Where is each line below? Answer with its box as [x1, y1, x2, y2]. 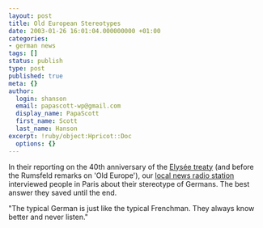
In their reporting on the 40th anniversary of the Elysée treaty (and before [8, 162, 254, 171]
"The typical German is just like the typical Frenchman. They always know [8, 203, 255, 213]
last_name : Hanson [15, 125, 78, 133]
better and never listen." [8, 212, 89, 222]
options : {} [15, 139, 57, 148]
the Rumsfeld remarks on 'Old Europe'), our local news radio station [8, 171, 235, 180]
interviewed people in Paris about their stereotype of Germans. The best [8, 179, 250, 188]
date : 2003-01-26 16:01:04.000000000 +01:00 [8, 27, 161, 35]
